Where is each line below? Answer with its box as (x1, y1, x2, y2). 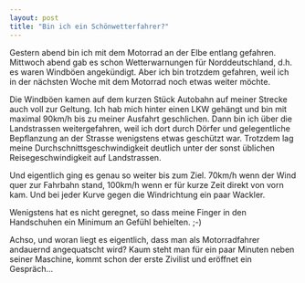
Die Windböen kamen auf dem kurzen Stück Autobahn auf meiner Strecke (9, 93, 288, 105)
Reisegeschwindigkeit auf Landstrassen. (9, 152, 162, 162)
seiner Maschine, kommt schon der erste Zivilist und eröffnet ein (9, 253, 253, 265)
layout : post (9, 13, 59, 23)
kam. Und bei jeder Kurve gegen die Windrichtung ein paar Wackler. (9, 189, 266, 200)
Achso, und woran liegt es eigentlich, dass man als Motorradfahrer (9, 234, 260, 245)
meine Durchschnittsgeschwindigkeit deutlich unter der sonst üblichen (9, 142, 276, 153)
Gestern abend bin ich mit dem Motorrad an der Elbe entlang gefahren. (9, 47, 277, 58)
